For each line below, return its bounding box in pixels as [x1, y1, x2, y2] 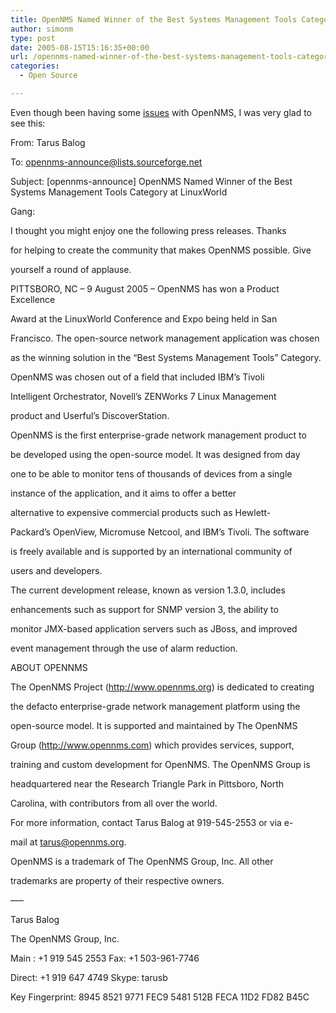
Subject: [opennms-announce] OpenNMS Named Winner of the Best [10, 175, 293, 187]
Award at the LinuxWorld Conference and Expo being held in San [10, 312, 278, 325]
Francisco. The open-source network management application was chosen [10, 332, 320, 344]
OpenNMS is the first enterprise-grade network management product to [10, 429, 307, 441]
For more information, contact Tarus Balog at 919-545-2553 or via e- [10, 816, 294, 828]
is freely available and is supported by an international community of [10, 545, 293, 557]
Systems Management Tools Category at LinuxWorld [10, 186, 228, 198]
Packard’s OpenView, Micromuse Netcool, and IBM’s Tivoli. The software [10, 526, 310, 538]
